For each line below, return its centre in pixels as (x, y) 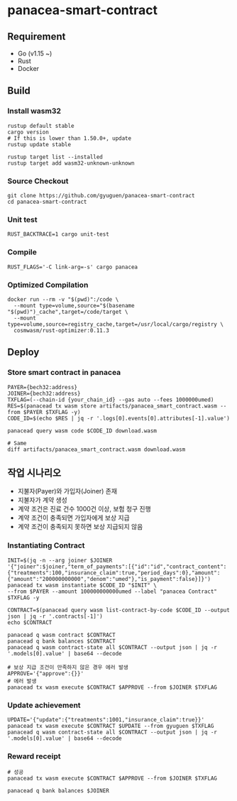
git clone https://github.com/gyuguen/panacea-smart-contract (101, 195)
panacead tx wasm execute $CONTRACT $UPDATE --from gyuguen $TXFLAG (111, 726)
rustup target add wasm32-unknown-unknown (71, 163)
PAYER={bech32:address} (43, 387)
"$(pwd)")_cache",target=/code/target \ (68, 312)
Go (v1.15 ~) (35, 53)
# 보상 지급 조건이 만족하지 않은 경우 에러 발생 (68, 667)
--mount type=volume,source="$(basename (74, 305)
